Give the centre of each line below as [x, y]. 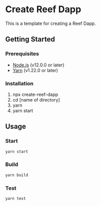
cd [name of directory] [36, 99]
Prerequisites [22, 54]
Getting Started [30, 39]
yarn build [17, 175]
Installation [20, 83]
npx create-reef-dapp [35, 94]
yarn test [16, 198]
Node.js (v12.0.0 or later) [38, 65]
